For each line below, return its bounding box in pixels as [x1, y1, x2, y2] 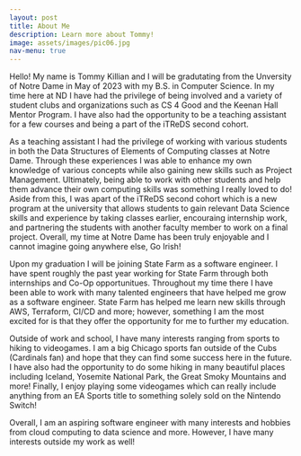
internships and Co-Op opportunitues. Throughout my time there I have [9, 277, 274, 288]
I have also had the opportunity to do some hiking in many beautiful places [9, 362, 286, 373]
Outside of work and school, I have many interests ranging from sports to [9, 333, 280, 344]
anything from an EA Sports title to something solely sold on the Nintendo [9, 390, 281, 401]
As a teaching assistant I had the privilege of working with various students [9, 136, 288, 147]
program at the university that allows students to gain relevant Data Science [9, 203, 290, 214]
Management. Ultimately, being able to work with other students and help [9, 174, 281, 185]
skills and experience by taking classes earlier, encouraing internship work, [9, 213, 288, 224]
